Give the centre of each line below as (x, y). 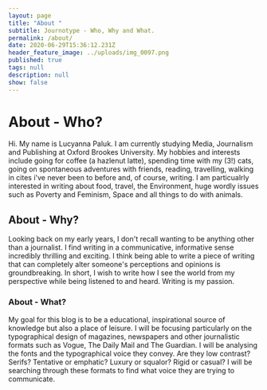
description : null (39, 75)
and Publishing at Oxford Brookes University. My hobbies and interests (124, 152)
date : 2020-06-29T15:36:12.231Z (62, 45)
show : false (28, 82)
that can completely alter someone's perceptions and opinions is (114, 265)
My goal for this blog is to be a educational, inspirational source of (117, 319)
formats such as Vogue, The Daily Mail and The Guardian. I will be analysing (133, 345)
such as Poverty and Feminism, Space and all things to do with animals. (126, 195)
